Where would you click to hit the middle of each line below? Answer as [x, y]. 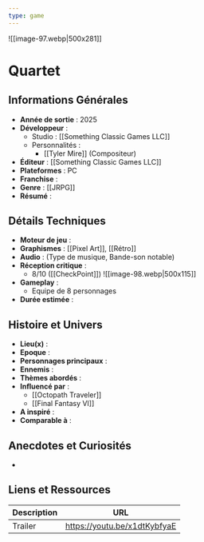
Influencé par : [45, 387]
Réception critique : [53, 265]
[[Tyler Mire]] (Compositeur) [90, 153]
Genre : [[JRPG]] [47, 187]
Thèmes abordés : [51, 378]
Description [35, 512]
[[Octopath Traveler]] [67, 395]
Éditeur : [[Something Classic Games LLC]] [90, 161]
